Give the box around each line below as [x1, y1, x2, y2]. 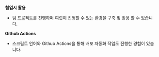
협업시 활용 [5, 5, 26, 10]
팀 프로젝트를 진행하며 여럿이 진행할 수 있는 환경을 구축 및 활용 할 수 [12, 15, 140, 21]
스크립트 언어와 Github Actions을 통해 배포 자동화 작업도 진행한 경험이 [12, 41, 145, 46]
